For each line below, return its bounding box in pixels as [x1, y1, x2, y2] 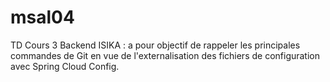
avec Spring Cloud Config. [10, 60, 120, 72]
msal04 [10, 6, 75, 29]
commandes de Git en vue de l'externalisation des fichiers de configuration [10, 49, 321, 61]
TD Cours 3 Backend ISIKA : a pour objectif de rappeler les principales [10, 39, 301, 51]
